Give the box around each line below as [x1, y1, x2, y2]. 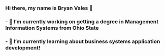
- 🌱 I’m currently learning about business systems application [5, 38, 160, 45]
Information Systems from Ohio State [5, 24, 99, 31]
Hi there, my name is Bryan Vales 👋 [5, 5, 93, 12]
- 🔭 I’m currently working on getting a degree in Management [5, 18, 159, 25]
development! [5, 44, 41, 51]
